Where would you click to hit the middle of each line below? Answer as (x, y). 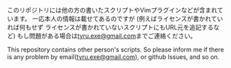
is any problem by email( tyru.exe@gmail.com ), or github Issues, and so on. (113, 57)
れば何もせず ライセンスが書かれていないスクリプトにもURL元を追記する (110, 27)
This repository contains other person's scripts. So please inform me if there (115, 49)
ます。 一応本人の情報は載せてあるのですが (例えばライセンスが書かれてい (118, 19)
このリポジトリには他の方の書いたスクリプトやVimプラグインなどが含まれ (112, 10)
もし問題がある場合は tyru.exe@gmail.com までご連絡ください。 (107, 36)
